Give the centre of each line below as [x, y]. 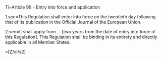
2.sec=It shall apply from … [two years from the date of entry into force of [81, 31]
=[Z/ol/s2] [16, 52]
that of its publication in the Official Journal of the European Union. [73, 22]
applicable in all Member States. [38, 42]
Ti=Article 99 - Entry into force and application [53, 7]
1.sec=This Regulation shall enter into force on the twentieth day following [81, 17]
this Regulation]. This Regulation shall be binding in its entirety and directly [81, 37]
